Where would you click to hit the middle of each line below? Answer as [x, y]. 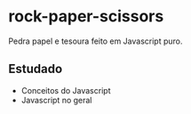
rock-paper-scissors [86, 16]
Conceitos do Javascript [66, 90]
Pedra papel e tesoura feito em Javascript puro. [95, 41]
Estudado [36, 69]
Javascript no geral [56, 100]
